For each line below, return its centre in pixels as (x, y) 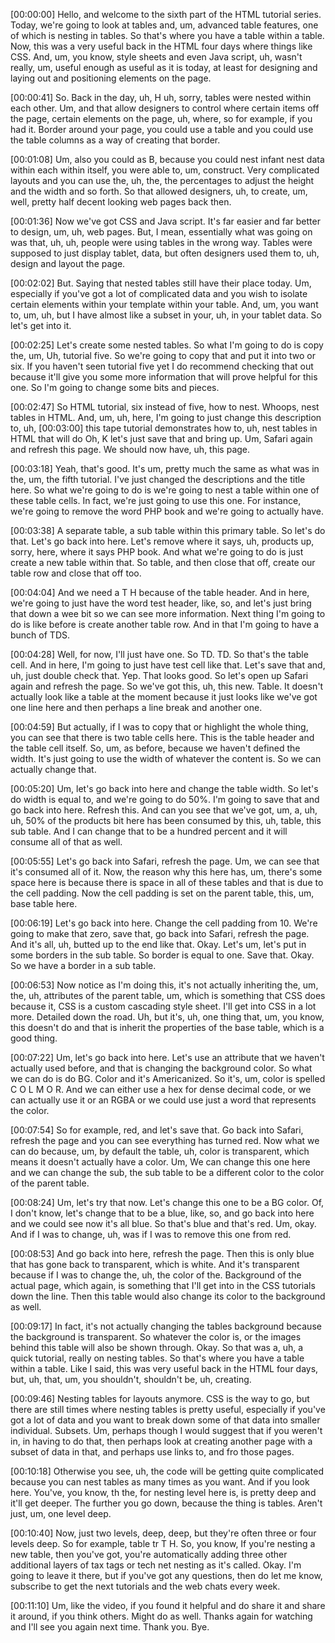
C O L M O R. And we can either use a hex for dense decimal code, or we (161, 1089)
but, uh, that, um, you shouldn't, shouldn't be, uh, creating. (131, 1379)
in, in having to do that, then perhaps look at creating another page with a (161, 1441)
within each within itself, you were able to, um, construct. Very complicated (165, 170)
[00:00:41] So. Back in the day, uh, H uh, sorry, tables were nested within (161, 97)
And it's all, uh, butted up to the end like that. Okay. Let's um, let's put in (158, 944)
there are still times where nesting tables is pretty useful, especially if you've (168, 1409)
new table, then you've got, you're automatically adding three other (149, 1554)
